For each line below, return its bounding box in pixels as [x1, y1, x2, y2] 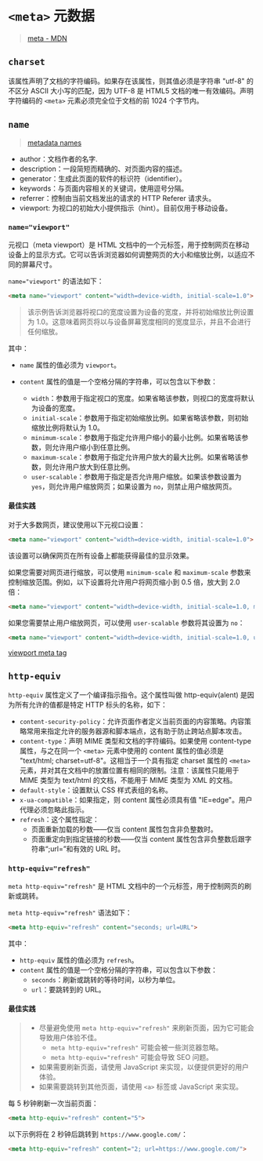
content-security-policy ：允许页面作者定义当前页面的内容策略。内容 [19, 717, 245, 726]
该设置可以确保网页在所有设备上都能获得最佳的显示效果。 [8, 551, 193, 560]
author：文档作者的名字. [19, 154, 98, 163]
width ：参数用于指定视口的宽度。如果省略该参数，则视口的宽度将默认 [31, 393, 255, 402]
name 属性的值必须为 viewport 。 [19, 360, 121, 369]
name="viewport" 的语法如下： [8, 276, 104, 286]
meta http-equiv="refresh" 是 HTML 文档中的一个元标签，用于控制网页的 [8, 881, 245, 890]
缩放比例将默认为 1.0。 [31, 423, 104, 432]
